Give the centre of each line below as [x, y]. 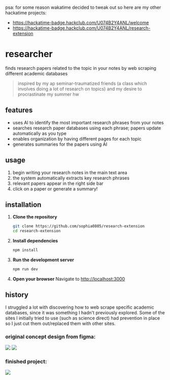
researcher [29, 54]
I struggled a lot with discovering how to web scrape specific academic [80, 307]
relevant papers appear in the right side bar [58, 183]
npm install [25, 250]
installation [23, 205]
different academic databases [37, 73]
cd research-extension [37, 231]
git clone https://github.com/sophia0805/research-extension [79, 226]
